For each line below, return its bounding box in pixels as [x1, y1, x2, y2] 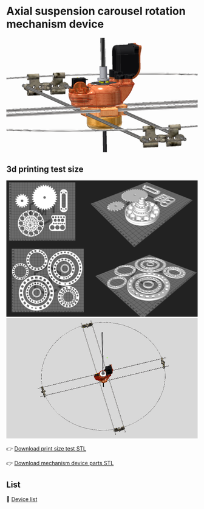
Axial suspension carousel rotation [6, 4, 186, 18]
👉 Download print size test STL [6, 445, 87, 452]
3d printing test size [6, 164, 84, 175]
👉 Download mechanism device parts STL [6, 460, 114, 467]
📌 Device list [6, 496, 38, 503]
